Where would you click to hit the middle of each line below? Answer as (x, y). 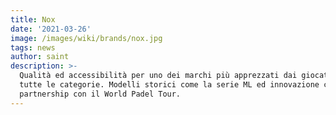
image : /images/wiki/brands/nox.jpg (86, 38)
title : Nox (33, 19)
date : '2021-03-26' (51, 29)
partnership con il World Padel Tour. (100, 94)
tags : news (33, 47)
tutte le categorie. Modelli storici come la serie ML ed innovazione (169, 85)
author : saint (40, 57)
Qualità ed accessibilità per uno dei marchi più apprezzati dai (158, 76)
